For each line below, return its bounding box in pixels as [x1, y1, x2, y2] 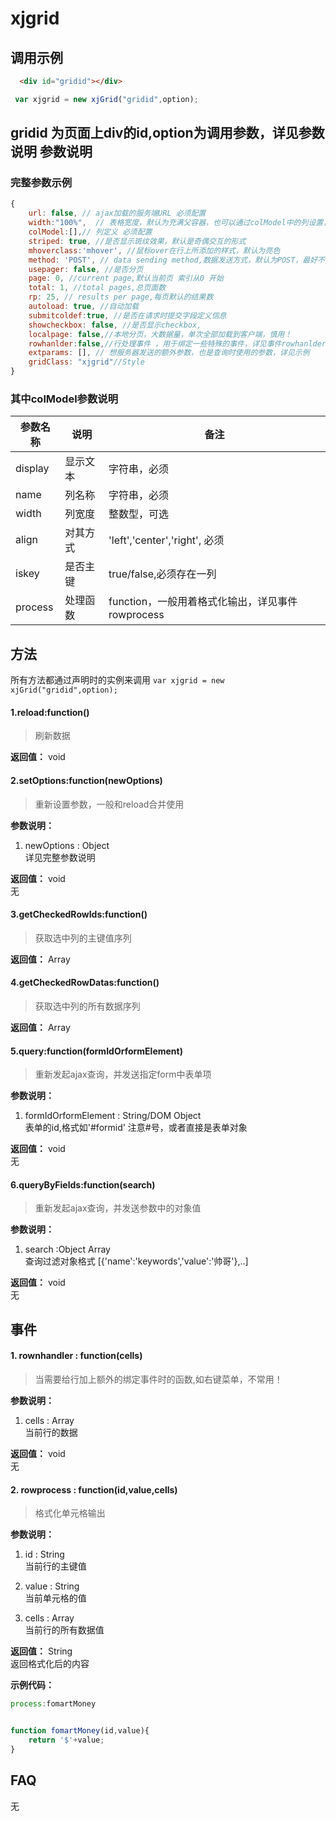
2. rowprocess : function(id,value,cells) [10, 1483, 178, 1496]
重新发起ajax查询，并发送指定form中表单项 [34, 1068, 212, 1081]
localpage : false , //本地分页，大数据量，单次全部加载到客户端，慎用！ [28, 329, 293, 339]
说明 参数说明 [10, 143, 93, 161]
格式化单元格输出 [34, 1507, 106, 1519]
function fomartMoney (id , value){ [10, 1726, 150, 1736]
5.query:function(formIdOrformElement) [10, 1045, 183, 1057]
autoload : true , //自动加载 [28, 302, 140, 312]
